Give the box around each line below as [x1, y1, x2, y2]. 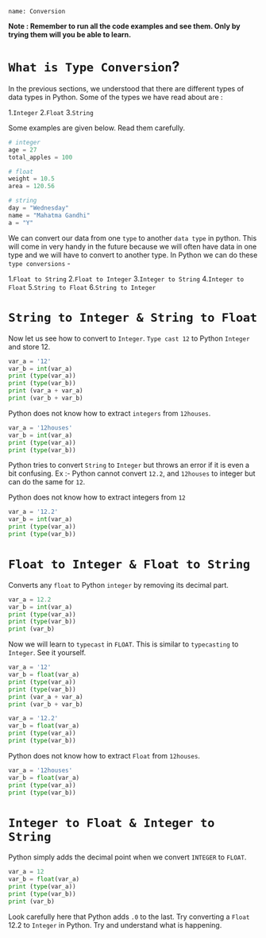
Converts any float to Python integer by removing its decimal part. [8, 580, 229, 589]
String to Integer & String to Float [8, 310, 258, 325]
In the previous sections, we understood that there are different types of [8, 83, 245, 93]
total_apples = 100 [8, 153, 73, 161]
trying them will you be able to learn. [8, 30, 132, 39]
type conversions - [8, 258, 71, 268]
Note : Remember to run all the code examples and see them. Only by [8, 21, 241, 31]
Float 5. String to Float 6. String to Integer [8, 282, 156, 291]
